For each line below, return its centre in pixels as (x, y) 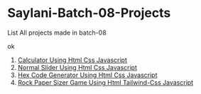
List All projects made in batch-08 (57, 33)
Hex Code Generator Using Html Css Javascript (87, 75)
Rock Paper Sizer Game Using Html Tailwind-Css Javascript (105, 82)
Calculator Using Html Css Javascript (72, 60)
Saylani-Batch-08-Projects (89, 13)
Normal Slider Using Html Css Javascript (77, 67)
